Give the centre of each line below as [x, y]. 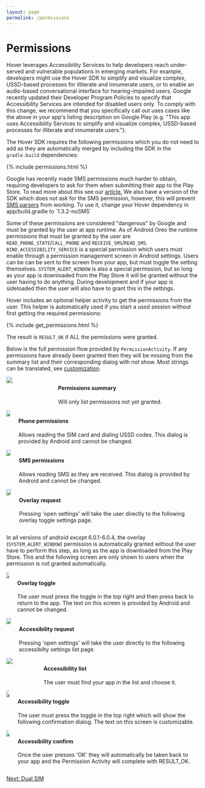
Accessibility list [65, 668]
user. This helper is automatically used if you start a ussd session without [99, 307]
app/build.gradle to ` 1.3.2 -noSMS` [49, 212]
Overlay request [40, 500]
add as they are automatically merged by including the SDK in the [89, 148]
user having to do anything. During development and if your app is [90, 282]
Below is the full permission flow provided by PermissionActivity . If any [97, 349]
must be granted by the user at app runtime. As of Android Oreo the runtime [102, 230]
